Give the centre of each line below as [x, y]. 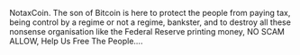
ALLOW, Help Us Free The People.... [76, 41]
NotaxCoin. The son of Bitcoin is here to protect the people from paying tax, [150, 13]
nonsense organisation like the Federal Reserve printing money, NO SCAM [147, 31]
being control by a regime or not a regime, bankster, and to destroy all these [150, 22]
